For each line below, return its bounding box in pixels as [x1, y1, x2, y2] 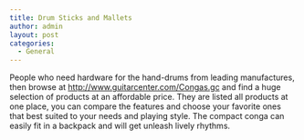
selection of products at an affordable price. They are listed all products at [9, 92, 288, 103]
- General [17, 47, 55, 56]
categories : [9, 38, 55, 48]
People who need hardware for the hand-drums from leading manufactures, [9, 72, 295, 83]
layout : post [9, 30, 59, 39]
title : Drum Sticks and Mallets [9, 13, 132, 23]
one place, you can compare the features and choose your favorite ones [9, 101, 281, 112]
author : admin [9, 22, 64, 31]
